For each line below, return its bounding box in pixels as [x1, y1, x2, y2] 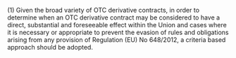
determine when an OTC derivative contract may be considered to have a [7, 13, 221, 22]
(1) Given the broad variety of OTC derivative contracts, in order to [7, 6, 199, 14]
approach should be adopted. [7, 43, 94, 51]
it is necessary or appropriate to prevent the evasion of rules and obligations [7, 28, 229, 36]
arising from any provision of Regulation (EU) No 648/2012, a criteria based [7, 36, 226, 44]
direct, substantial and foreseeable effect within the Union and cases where [7, 21, 227, 29]
